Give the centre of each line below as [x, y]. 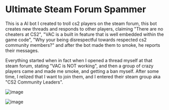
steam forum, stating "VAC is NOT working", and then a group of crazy [79, 66]
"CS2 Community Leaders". [34, 82]
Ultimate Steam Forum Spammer [76, 9]
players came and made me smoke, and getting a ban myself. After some [82, 71]
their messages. [22, 50]
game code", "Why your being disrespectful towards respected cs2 [76, 40]
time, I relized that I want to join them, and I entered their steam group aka [83, 76]
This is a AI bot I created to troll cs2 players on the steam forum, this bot [81, 23]
